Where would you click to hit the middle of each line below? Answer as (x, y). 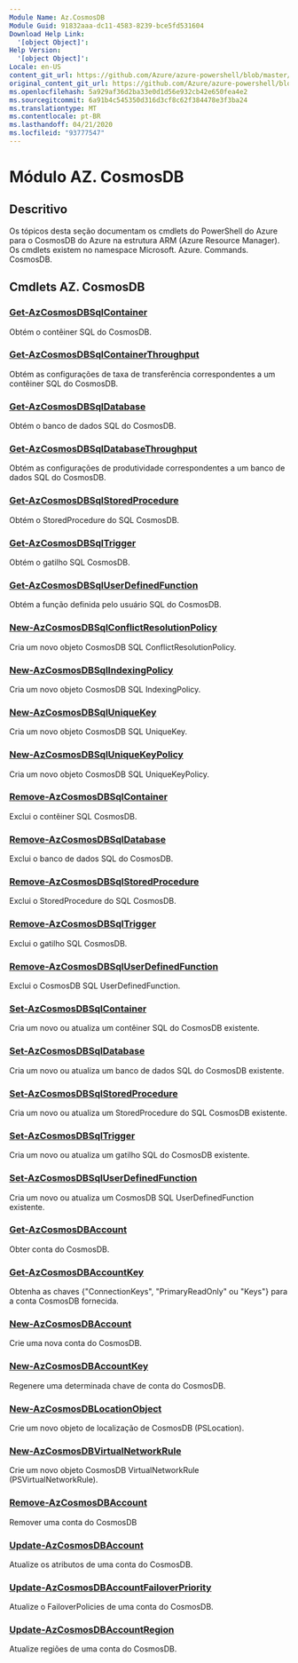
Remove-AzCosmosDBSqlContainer (89, 797)
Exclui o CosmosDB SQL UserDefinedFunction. (95, 986)
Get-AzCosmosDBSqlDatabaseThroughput (103, 449)
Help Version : (35, 51)
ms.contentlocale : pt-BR (55, 116)
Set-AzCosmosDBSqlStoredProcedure (94, 1093)
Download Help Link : (47, 34)
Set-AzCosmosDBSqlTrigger (72, 1136)
